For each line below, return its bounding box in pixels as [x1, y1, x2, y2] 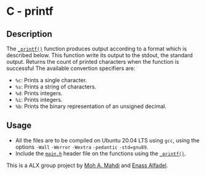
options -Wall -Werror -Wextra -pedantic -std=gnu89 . [15, 143, 149, 150]
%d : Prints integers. [15, 90, 63, 96]
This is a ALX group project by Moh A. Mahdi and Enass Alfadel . [6, 161, 168, 169]
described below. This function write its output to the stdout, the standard [6, 52, 193, 59]
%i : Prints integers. [15, 96, 63, 103]
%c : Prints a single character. [15, 77, 87, 84]
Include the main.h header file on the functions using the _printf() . [15, 149, 186, 157]
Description [6, 29, 52, 39]
